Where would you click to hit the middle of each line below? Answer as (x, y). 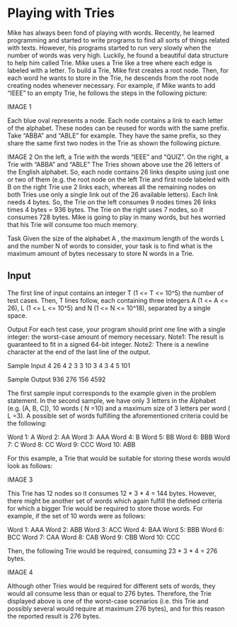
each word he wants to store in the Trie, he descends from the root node (113, 78)
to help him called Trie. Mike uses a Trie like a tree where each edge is (110, 62)
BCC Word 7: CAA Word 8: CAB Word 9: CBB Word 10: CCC (94, 537)
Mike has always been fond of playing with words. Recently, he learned (111, 33)
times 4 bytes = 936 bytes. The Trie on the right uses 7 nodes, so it (105, 209)
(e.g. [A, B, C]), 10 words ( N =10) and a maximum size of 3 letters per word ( (119, 408)
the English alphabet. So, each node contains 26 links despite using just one (118, 172)
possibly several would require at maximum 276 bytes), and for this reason (116, 609)
